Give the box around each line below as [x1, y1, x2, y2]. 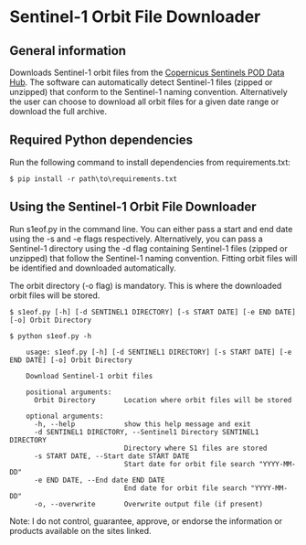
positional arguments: [26, 387, 112, 397]
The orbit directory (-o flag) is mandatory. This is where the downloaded [9, 280, 282, 291]
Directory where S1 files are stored [123, 443, 268, 453]
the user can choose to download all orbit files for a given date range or [9, 96, 280, 107]
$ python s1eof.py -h [9, 331, 92, 340]
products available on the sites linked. [9, 525, 153, 536]
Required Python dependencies [9, 133, 194, 148]
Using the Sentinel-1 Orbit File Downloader [9, 199, 258, 215]
